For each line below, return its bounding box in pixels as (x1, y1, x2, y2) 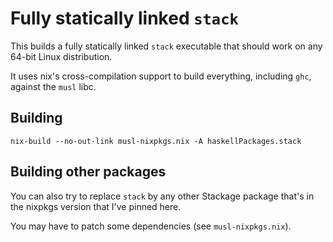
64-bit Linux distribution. (10, 50, 113, 62)
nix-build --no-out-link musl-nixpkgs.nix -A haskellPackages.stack (10, 136, 302, 146)
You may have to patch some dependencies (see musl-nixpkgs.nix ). (10, 220, 292, 232)
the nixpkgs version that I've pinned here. (10, 200, 182, 212)
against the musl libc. (10, 80, 97, 92)
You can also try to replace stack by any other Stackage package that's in (10, 190, 315, 202)
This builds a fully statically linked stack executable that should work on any (10, 40, 323, 52)
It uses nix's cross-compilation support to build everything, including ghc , (10, 70, 312, 82)
